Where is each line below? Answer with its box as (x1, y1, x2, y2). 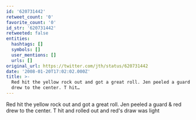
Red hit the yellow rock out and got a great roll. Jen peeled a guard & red (6, 101, 182, 108)
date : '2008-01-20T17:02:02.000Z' (6, 68, 91, 74)
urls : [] (11, 57, 33, 63)
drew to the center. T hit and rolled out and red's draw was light (6, 107, 160, 114)
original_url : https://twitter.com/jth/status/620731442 (6, 63, 148, 69)
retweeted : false (6, 30, 49, 36)
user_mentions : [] (11, 52, 57, 58)
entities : (6, 36, 31, 42)
